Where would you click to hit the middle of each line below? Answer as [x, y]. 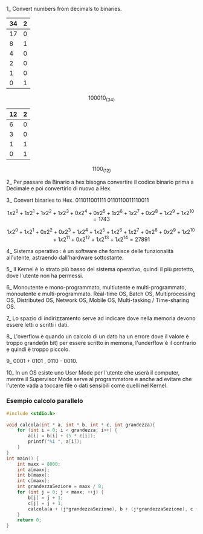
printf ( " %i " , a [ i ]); [55, 442]
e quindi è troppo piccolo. [38, 349]
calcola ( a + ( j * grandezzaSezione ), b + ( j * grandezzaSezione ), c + [113, 509]
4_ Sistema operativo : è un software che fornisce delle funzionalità [90, 251]
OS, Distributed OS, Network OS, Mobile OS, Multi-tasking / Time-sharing [98, 300]
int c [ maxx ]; [34, 481]
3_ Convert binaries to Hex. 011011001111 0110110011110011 [78, 200]
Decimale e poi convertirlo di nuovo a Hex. [59, 188]
